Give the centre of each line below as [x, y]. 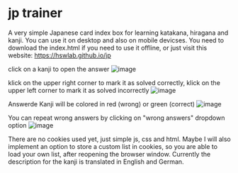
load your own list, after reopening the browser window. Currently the [109, 154]
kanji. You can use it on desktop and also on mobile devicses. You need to [116, 40]
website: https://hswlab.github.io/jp [60, 55]
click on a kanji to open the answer [59, 69]
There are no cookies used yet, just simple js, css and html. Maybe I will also [119, 139]
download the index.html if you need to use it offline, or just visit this [108, 48]
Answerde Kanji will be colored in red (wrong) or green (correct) [102, 104]
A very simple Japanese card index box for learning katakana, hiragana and [118, 33]
